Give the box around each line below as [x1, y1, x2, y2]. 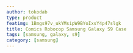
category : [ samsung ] [6, 37, 59, 43]
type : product [6, 15, 43, 21]
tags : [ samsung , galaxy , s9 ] [6, 32, 81, 38]
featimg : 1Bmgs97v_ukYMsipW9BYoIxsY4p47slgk [6, 20, 121, 26]
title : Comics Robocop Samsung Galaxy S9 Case [6, 26, 127, 32]
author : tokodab [6, 9, 48, 15]
